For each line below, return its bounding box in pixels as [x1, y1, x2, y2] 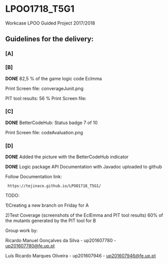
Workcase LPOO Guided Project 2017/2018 [5, 20, 95, 26]
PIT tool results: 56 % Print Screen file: [5, 95, 87, 101]
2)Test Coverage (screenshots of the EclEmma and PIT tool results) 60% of [5, 212, 163, 219]
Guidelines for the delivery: [5, 35, 94, 43]
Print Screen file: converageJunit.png [5, 85, 84, 91]
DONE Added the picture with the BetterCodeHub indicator [5, 154, 129, 160]
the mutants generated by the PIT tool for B [5, 218, 96, 224]
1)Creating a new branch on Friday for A [5, 202, 89, 208]
